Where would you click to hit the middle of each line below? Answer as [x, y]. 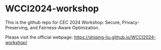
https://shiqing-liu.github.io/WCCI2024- [115, 37]
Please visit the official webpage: [39, 37]
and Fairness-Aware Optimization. [65, 27]
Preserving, [17, 27]
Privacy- [131, 22]
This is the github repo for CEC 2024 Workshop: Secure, [63, 22]
